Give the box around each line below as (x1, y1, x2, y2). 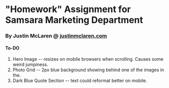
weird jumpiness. (12, 62, 49, 68)
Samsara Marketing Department (5, 14, 143, 26)
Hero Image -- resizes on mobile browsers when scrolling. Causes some (12, 56, 163, 62)
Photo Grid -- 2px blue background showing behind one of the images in (12, 67, 164, 73)
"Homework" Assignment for (5, 4, 131, 15)
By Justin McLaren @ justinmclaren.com (5, 32, 107, 39)
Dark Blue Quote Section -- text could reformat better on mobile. (12, 77, 147, 84)
